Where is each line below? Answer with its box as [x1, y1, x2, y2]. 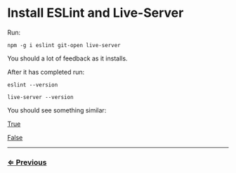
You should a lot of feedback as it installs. [7, 54, 128, 63]
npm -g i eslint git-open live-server [7, 41, 121, 49]
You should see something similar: [7, 105, 107, 114]
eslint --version [7, 81, 58, 89]
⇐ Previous [7, 157, 47, 167]
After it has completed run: [7, 68, 85, 76]
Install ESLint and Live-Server [7, 5, 184, 21]
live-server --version [7, 94, 74, 101]
